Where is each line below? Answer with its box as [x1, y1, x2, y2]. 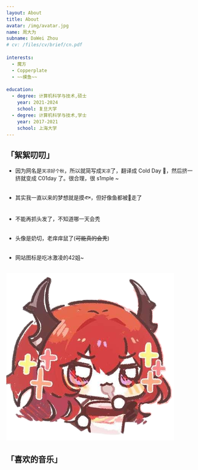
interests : [6, 55, 34, 61]
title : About [6, 16, 39, 22]
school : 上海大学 [17, 125, 58, 131]
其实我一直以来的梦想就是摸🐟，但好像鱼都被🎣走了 [15, 194, 142, 202]
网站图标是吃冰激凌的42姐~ [15, 254, 84, 261]
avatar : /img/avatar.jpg [6, 22, 69, 29]
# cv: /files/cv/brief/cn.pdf [6, 42, 83, 48]
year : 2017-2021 [17, 118, 59, 124]
